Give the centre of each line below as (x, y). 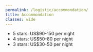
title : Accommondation (30, 15)
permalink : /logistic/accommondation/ (47, 10)
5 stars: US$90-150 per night (43, 34)
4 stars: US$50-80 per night (43, 39)
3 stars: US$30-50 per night (43, 44)
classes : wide (21, 19)
